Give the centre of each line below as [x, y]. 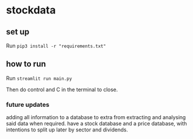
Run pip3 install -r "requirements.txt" [56, 46]
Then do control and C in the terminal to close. [62, 89]
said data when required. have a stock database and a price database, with [96, 124]
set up [18, 32]
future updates [28, 105]
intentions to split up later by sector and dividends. [67, 130]
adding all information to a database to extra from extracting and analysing [96, 117]
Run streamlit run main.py [39, 78]
